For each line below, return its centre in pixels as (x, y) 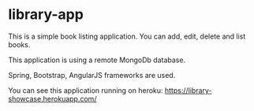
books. (19, 44)
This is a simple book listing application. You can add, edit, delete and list (127, 36)
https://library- (188, 90)
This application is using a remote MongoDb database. (97, 60)
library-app (46, 15)
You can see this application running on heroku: (86, 90)
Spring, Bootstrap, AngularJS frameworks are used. (92, 75)
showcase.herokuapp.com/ (52, 98)
